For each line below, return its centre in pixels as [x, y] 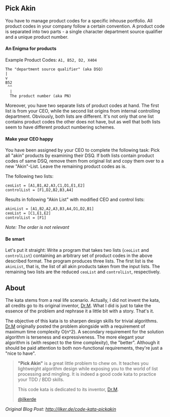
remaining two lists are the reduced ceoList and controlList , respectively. [83, 272]
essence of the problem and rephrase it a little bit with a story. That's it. [80, 311]
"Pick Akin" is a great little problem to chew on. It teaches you [83, 363]
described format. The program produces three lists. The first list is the [79, 261]
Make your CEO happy [29, 139]
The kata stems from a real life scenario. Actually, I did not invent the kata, [83, 300]
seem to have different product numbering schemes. [60, 127]
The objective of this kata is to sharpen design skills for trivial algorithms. [82, 321]
